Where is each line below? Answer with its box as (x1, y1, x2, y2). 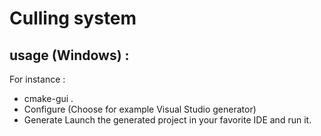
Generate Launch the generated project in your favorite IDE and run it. (23, 114, 312, 126)
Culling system (9, 7, 137, 30)
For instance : (9, 73, 66, 85)
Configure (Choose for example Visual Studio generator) (23, 103, 257, 115)
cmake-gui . (23, 93, 74, 104)
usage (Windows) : (9, 47, 130, 64)
